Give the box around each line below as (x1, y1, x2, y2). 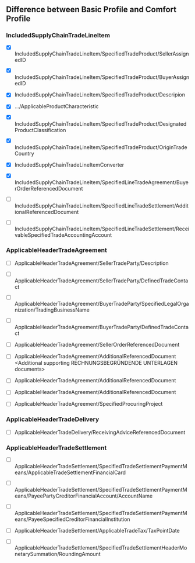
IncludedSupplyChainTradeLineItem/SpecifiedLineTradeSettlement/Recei (14, 225, 190, 233)
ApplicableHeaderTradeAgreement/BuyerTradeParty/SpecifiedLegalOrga (14, 301, 189, 308)
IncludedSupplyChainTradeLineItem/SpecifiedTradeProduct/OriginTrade (14, 144, 187, 151)
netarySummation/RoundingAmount (14, 551, 101, 558)
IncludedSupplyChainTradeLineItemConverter (14, 161, 125, 168)
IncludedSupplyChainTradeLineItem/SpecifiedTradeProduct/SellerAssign (14, 50, 189, 57)
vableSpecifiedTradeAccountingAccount (14, 232, 112, 239)
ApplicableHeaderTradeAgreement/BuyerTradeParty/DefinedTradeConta (14, 324, 189, 331)
